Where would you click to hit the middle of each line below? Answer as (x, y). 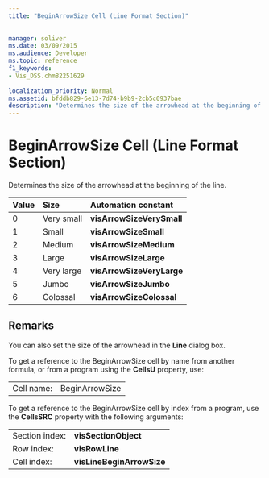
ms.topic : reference (43, 61)
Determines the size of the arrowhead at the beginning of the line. (118, 185)
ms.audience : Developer (48, 53)
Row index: (33, 448)
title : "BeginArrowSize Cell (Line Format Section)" (99, 16)
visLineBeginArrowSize (120, 462)
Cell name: (33, 388)
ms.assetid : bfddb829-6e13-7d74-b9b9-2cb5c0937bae (95, 98)
